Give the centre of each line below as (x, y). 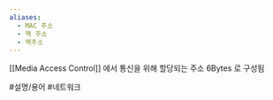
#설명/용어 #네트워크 (45, 87)
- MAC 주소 (35, 26)
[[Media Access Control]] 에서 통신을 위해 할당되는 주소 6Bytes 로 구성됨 (137, 68)
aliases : (25, 17)
